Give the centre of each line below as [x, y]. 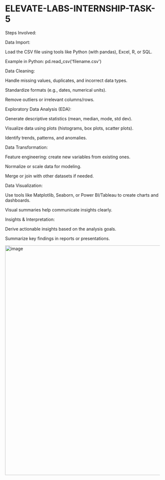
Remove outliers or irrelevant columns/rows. [50, 100]
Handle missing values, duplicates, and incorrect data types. [66, 80]
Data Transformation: [27, 147]
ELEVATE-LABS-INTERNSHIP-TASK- [80, 9]
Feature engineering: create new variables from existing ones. [68, 157]
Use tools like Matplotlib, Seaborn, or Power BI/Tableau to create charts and [82, 195]
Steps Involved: [21, 33]
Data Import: [18, 42]
